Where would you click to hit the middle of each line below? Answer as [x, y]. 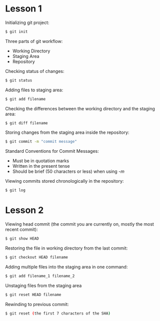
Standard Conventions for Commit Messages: [52, 151]
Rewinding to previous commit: [37, 304]
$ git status [19, 80]
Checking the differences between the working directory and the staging [80, 108]
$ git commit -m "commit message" [41, 142]
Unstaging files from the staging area [43, 286]
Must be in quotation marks [40, 161]
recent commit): [22, 230]
